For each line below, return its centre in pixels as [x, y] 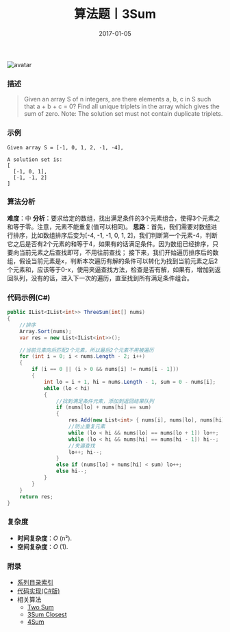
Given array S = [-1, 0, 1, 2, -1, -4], [66, 147]
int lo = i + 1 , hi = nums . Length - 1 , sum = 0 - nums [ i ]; [130, 382]
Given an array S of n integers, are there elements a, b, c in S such [117, 99]
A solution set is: [35, 159]
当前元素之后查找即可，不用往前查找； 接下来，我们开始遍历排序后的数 [119, 252]
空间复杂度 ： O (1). [42, 546]
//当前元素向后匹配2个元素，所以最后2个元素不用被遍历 [87, 350]
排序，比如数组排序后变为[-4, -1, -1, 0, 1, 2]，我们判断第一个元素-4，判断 [115, 235]
